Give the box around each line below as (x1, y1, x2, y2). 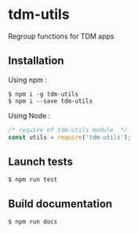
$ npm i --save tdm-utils (8, 96, 93, 105)
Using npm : (8, 75, 48, 84)
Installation (8, 54, 64, 67)
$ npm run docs (8, 218, 58, 226)
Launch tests (8, 155, 73, 168)
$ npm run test (8, 176, 58, 184)
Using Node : (8, 111, 51, 120)
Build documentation (8, 197, 113, 210)
